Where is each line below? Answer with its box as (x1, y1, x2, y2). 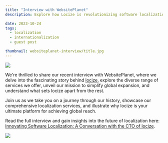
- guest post (9, 39, 37, 45)
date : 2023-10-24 (5, 21, 41, 26)
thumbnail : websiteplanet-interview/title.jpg (5, 48, 104, 53)
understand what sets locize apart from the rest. (5, 87, 104, 93)
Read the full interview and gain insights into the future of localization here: (5, 117, 160, 123)
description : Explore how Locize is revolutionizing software (5, 12, 137, 17)
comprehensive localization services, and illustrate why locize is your (5, 102, 148, 108)
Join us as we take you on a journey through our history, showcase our (5, 97, 151, 103)
